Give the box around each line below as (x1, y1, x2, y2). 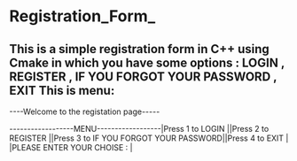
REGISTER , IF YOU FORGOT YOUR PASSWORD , (9, 69, 277, 84)
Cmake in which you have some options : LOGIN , (9, 55, 285, 70)
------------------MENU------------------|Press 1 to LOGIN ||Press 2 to (9, 124, 270, 134)
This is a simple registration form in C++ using (9, 42, 270, 57)
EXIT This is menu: (9, 82, 115, 98)
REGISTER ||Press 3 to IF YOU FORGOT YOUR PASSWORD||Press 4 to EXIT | (9, 133, 289, 143)
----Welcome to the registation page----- (9, 106, 160, 117)
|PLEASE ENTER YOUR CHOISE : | (9, 142, 133, 152)
